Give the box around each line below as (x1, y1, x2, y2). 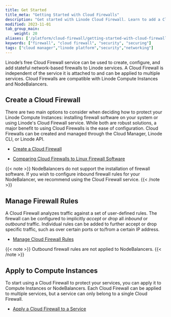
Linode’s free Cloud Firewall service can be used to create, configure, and (5, 59, 160, 65)
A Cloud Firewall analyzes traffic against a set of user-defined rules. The (5, 210, 157, 216)
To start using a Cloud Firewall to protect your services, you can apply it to (5, 280, 161, 286)
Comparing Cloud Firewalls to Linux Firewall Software (12, 156, 125, 162)
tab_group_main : (5, 26, 40, 32)
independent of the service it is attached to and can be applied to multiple (5, 70, 160, 76)
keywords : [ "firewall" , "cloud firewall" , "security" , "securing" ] (5, 41, 152, 46)
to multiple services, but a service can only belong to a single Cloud (5, 291, 148, 297)
